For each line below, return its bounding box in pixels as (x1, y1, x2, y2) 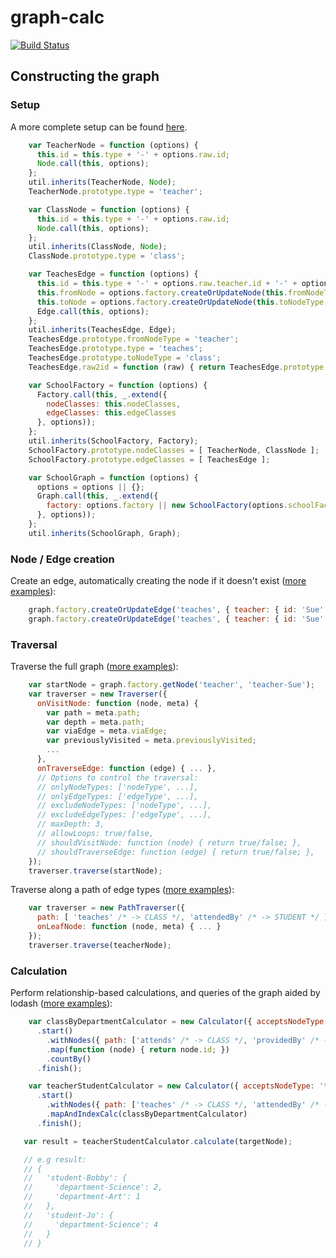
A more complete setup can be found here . (10, 121, 188, 133)
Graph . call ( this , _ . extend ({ (36, 491, 159, 501)
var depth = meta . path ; (46, 717, 145, 727)
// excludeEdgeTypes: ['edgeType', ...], (36, 810, 213, 820)
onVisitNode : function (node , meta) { (36, 698, 199, 708)
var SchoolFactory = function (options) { (28, 380, 208, 390)
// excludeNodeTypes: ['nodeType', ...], (36, 801, 213, 811)
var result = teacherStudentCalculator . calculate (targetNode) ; (23, 1136, 293, 1146)
